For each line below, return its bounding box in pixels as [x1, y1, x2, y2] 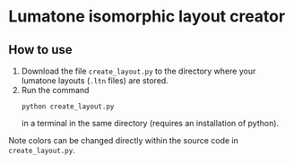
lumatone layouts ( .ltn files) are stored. [21, 75, 169, 86]
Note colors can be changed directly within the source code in [8, 135, 238, 145]
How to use [8, 42, 73, 57]
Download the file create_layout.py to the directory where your [21, 65, 256, 76]
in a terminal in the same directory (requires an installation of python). [21, 118, 280, 128]
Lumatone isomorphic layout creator [8, 6, 286, 27]
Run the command [21, 85, 90, 95]
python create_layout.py [21, 102, 115, 111]
